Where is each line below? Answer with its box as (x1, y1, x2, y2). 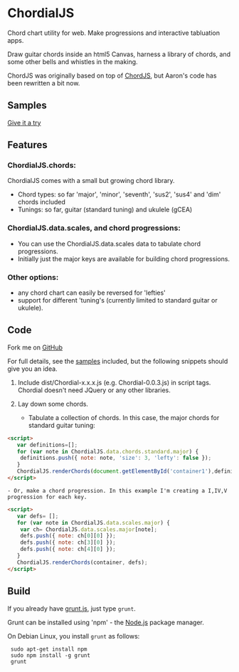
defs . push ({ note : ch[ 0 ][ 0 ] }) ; (20, 532, 116, 540)
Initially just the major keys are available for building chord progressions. (17, 254, 230, 263)
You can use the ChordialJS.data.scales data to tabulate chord (17, 239, 201, 248)
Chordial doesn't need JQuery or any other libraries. (17, 386, 171, 394)
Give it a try (7, 118, 41, 127)
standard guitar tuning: (28, 421, 96, 429)
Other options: (7, 272, 59, 282)
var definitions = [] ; (16, 441, 78, 448)
